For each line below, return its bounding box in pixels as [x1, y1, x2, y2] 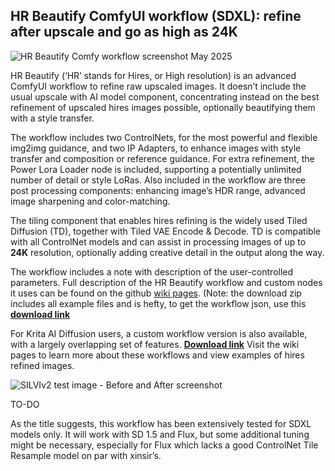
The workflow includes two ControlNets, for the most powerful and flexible [10, 131, 318, 143]
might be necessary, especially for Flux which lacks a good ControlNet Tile [10, 439, 319, 451]
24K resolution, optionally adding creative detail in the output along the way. [10, 246, 325, 258]
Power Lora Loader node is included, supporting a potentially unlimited [10, 163, 302, 175]
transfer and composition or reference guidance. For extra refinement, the [10, 152, 315, 164]
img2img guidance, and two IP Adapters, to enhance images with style [10, 142, 302, 154]
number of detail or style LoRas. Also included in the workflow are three [10, 174, 306, 186]
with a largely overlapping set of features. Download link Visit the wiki [10, 338, 300, 350]
